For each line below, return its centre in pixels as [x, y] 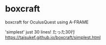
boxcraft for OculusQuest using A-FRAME [47, 22]
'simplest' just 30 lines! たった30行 [40, 32]
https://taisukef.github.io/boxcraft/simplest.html [53, 37]
